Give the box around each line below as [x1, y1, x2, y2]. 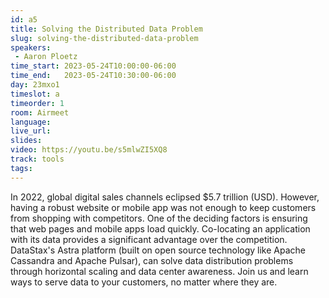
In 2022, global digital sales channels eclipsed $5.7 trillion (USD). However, [10, 191, 320, 203]
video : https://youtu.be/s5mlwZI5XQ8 [10, 145, 168, 155]
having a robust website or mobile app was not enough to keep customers [10, 201, 317, 213]
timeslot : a [10, 89, 60, 99]
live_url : [10, 126, 52, 136]
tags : [10, 163, 33, 173]
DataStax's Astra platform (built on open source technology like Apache [10, 244, 306, 256]
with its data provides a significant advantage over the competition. [10, 233, 288, 245]
